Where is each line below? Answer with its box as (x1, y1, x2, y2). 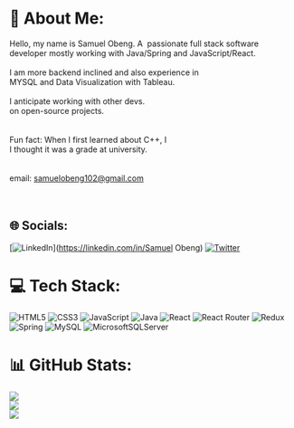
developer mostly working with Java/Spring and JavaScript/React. (9, 47, 256, 58)
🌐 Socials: (9, 218, 69, 233)
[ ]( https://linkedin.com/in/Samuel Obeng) (9, 242, 204, 252)
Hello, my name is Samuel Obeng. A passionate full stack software (9, 38, 260, 49)
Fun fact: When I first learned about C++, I (9, 134, 167, 145)
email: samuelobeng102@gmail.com (9, 172, 145, 184)
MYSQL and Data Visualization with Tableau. (9, 76, 175, 87)
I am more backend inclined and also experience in (9, 67, 199, 78)
